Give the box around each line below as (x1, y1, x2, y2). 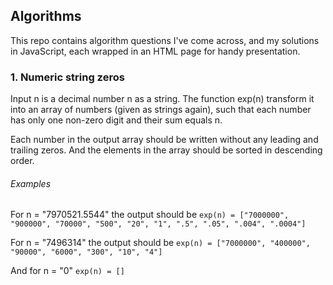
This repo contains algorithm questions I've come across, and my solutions (10, 34, 320, 46)
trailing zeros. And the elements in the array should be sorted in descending (10, 144, 323, 156)
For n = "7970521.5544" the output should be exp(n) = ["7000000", (10, 209, 290, 221)
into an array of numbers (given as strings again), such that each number (10, 104, 312, 116)
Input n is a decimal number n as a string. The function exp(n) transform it (10, 93, 315, 105)
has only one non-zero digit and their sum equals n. (10, 114, 223, 126)
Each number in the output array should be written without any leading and (10, 134, 319, 146)
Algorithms (10, 8, 82, 25)
